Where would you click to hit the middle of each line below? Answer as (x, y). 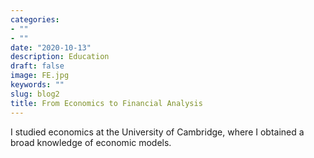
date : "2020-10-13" (51, 47)
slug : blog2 (35, 94)
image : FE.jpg (40, 76)
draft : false (37, 66)
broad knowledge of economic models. (91, 142)
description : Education (60, 57)
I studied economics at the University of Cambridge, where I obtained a (157, 132)
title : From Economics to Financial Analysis (106, 103)
